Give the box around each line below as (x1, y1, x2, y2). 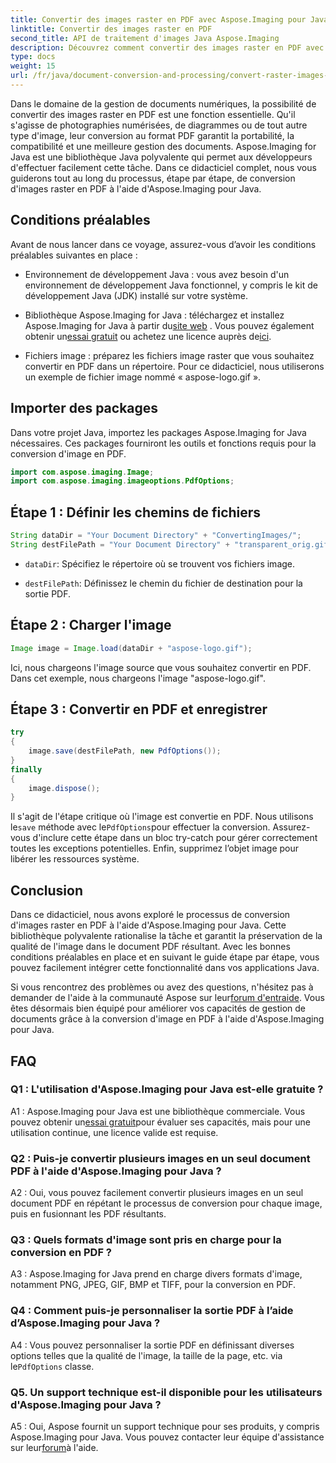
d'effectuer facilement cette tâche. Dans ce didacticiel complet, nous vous (10, 161, 317, 173)
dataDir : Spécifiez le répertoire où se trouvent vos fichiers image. (24, 557, 296, 570)
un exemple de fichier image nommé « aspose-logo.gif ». (24, 371, 262, 383)
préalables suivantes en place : (10, 249, 138, 261)
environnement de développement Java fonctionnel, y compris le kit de (24, 279, 318, 291)
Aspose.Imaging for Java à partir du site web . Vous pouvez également (24, 319, 315, 331)
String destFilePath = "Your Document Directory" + (10, 539, 230, 550)
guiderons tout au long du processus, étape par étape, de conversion (10, 172, 296, 184)
